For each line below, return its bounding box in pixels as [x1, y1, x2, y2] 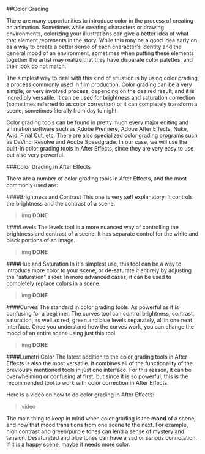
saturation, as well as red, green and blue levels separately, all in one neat [6, 316, 193, 324]
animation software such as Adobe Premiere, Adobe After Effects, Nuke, [6, 125, 188, 132]
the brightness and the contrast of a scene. [6, 200, 116, 207]
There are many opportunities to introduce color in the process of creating [6, 17, 194, 24]
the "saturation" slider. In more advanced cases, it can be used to [6, 274, 171, 280]
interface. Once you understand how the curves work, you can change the [6, 323, 195, 330]
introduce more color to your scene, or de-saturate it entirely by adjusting [6, 267, 192, 274]
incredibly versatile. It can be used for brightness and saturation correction [6, 94, 195, 101]
